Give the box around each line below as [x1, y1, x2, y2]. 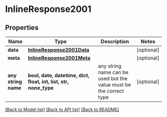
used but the [98, 75, 128, 82]
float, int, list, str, [28, 78, 69, 85]
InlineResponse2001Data [28, 46, 89, 53]
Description [100, 38, 129, 45]
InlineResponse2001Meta [28, 55, 90, 61]
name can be [98, 69, 129, 76]
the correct [98, 88, 124, 94]
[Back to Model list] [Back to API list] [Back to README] [5, 107, 119, 113]
